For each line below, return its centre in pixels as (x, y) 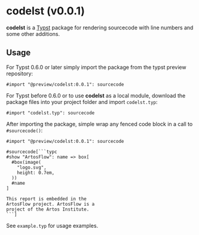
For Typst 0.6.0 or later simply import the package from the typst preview (96, 67)
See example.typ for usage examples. (52, 225)
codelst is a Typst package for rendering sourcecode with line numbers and (100, 28)
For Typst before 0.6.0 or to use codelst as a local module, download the (96, 95)
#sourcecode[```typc (32, 152)
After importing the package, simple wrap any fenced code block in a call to (99, 124)
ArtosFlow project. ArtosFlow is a (50, 204)
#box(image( (27, 162)
